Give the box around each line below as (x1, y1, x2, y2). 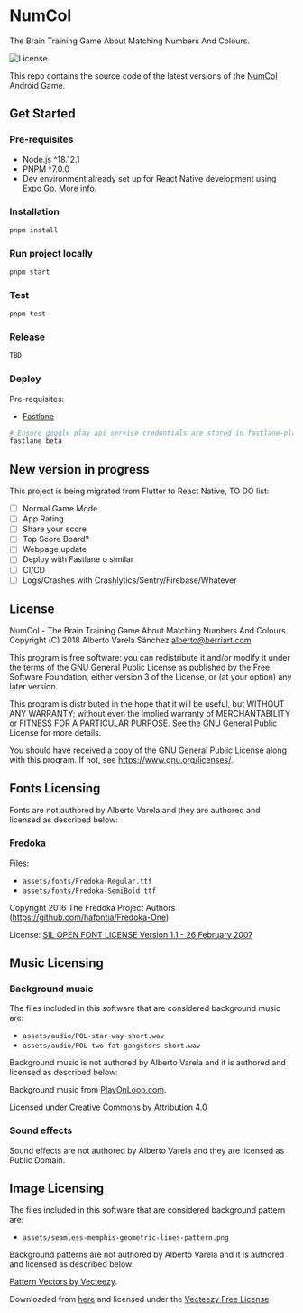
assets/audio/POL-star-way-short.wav (22, 1032, 165, 1041)
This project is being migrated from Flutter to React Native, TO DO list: (9, 485, 270, 497)
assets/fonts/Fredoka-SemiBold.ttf (22, 886, 157, 896)
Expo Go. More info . (22, 183, 97, 193)
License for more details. (9, 727, 102, 738)
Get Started (9, 106, 76, 122)
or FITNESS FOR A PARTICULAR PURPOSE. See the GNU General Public (9, 717, 278, 728)
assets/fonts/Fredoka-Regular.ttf (22, 877, 152, 886)
